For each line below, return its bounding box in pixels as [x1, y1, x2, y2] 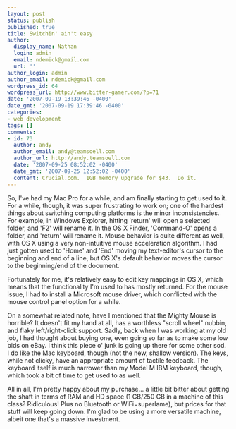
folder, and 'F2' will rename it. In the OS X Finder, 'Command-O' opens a [7, 224, 217, 232]
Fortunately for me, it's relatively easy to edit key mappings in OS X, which [7, 274, 223, 283]
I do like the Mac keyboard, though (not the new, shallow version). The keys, [7, 349, 229, 357]
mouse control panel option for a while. [7, 297, 121, 306]
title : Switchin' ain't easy [7, 30, 93, 37]
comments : [7, 128, 37, 135]
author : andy [13, 142, 52, 149]
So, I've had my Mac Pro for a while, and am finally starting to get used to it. [7, 193, 228, 202]
